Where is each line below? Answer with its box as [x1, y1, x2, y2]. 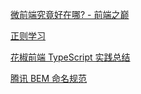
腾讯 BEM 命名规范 [10, 73, 88, 84]
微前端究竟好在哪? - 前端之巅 [10, 9, 130, 20]
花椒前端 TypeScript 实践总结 [10, 51, 131, 63]
